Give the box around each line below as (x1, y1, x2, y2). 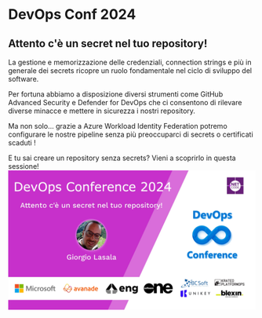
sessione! (8, 162, 39, 170)
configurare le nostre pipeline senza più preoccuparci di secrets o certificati (8, 130, 253, 139)
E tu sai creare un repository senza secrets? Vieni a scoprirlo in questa (8, 153, 237, 163)
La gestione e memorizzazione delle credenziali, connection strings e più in (8, 57, 252, 67)
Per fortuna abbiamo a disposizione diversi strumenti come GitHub (8, 90, 224, 99)
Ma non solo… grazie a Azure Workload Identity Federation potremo (8, 122, 227, 130)
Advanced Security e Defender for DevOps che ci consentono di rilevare (8, 98, 242, 107)
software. (8, 75, 39, 83)
